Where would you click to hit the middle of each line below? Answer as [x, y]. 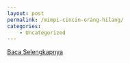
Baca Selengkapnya [35, 52]
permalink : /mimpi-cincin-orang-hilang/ [66, 20]
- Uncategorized [43, 33]
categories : [24, 26]
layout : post [26, 13]
